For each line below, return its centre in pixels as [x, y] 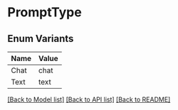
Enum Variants [41, 39]
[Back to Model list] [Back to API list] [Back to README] [89, 99]
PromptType [44, 12]
